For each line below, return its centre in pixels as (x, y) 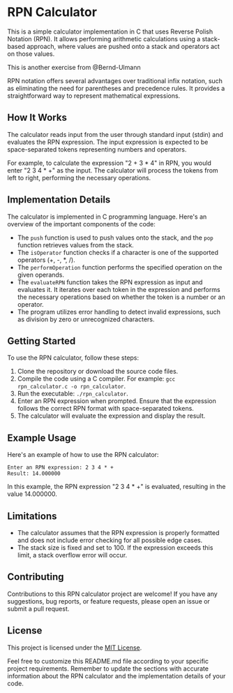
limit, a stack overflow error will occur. (72, 555)
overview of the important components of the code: (81, 224)
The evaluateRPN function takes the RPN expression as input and (110, 282)
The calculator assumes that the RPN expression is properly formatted (118, 533)
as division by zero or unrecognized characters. (86, 319)
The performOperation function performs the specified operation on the (120, 267)
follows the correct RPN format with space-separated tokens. (105, 409)
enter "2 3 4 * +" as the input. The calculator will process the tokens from (113, 170)
